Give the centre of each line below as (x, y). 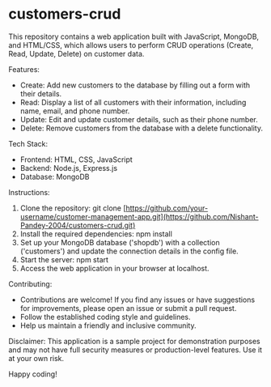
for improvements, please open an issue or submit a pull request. (128, 308)
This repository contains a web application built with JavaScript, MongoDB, (134, 36)
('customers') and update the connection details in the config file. (129, 251)
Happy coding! (33, 374)
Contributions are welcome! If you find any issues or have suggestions (138, 300)
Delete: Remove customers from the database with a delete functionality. (141, 128)
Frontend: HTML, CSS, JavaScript (76, 159)
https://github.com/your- (167, 208)
